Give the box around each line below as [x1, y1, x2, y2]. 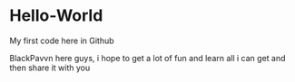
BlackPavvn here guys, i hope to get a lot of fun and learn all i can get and [9, 52, 286, 63]
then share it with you [9, 62, 91, 73]
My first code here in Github [9, 35, 115, 46]
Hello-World [9, 5, 103, 26]
